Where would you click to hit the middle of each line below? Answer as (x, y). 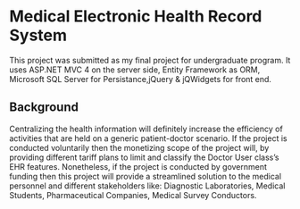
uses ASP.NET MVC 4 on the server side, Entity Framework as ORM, (135, 70)
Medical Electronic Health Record (136, 17)
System (38, 35)
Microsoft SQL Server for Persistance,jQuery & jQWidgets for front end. (141, 79)
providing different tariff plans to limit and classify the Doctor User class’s (144, 157)
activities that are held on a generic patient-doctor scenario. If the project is (148, 138)
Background (44, 108)
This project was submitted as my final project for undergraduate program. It (150, 60)
